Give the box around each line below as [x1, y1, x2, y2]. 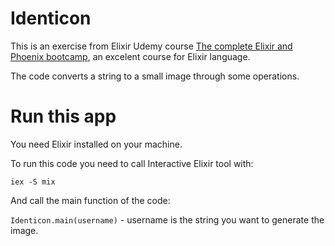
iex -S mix [10, 177, 56, 187]
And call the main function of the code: [10, 194, 171, 206]
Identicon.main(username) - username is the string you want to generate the [10, 213, 325, 226]
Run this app [10, 105, 117, 128]
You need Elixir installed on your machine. [10, 138, 183, 150]
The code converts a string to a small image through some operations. [10, 70, 300, 82]
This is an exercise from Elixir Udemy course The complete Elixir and [10, 40, 293, 52]
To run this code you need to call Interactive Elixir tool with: [10, 157, 254, 169]
